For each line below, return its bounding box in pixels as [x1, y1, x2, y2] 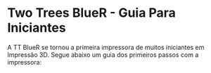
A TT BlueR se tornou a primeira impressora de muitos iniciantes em [7, 43, 205, 51]
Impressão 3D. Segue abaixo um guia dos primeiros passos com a [7, 51, 199, 59]
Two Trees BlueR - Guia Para [7, 5, 176, 21]
